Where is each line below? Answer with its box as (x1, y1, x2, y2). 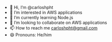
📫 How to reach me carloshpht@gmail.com (9, 25, 98, 31)
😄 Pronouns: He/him (9, 32, 52, 38)
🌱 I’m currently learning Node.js (9, 15, 74, 20)
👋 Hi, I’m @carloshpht (9, 5, 54, 10)
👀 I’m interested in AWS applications (9, 10, 83, 15)
